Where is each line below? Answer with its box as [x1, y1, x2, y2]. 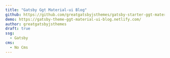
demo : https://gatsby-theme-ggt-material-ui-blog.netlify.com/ [5, 17, 142, 22]
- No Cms [10, 45, 28, 50]
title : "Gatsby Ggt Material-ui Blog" [5, 7, 87, 13]
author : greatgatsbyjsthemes [5, 21, 67, 27]
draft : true [5, 26, 30, 31]
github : [5, 12, 22, 17]
